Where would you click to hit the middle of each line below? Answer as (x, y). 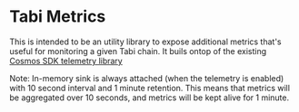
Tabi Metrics (58, 17)
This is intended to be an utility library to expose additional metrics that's (145, 42)
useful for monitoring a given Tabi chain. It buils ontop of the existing (138, 51)
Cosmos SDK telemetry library (66, 61)
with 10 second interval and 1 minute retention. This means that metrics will (150, 88)
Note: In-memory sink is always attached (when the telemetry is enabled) (147, 78)
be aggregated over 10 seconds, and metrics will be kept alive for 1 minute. (149, 98)
